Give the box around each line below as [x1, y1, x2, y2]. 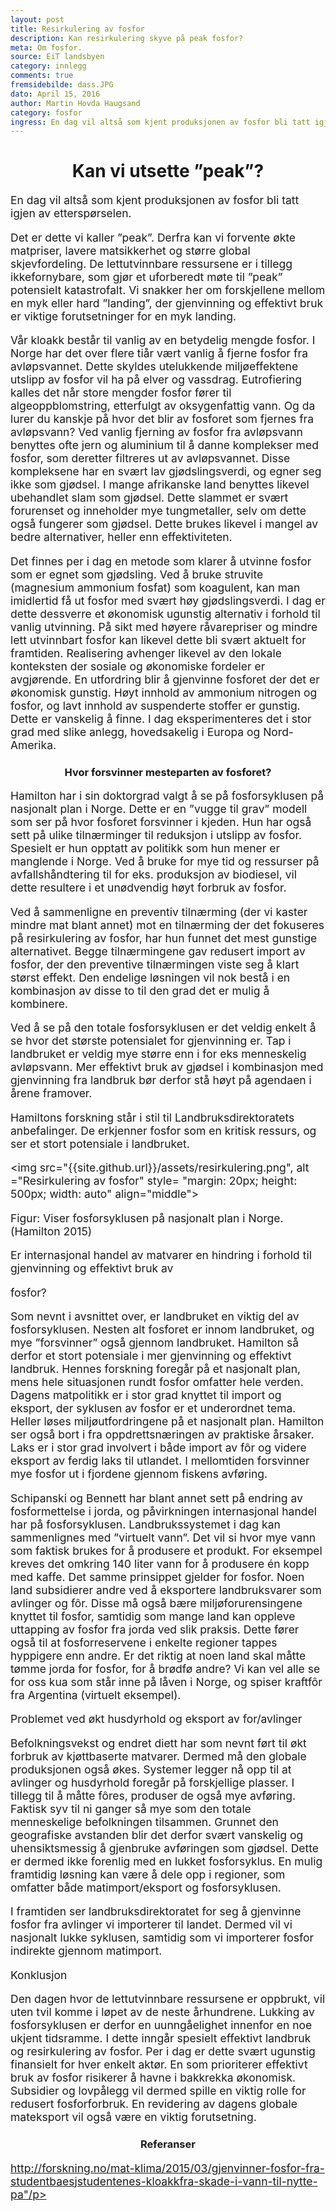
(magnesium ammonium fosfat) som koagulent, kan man [10, 580, 301, 595]
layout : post [10, 14, 65, 25]
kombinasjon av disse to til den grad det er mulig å [10, 983, 270, 998]
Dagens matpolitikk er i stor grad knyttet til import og [10, 1388, 282, 1403]
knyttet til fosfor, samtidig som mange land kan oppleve [10, 1609, 296, 1623]
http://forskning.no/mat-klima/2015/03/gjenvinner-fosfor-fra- [10, 2161, 325, 2175]
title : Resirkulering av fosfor [10, 24, 145, 34]
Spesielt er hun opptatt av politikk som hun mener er [10, 841, 280, 856]
